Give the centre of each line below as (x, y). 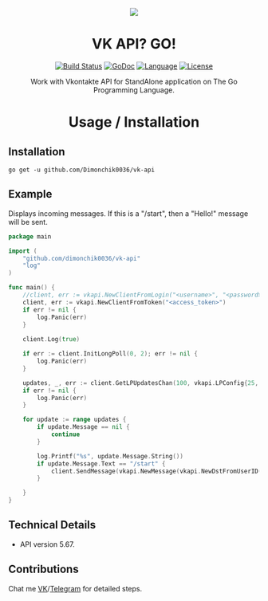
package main (30, 236)
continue (65, 434)
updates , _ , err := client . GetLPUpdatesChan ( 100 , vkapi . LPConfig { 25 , (141, 383)
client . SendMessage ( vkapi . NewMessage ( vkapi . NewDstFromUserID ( (156, 471)
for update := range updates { (75, 420)
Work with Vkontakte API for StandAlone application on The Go (134, 81)
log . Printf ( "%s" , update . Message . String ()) (110, 456)
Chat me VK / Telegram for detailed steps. (75, 588)
